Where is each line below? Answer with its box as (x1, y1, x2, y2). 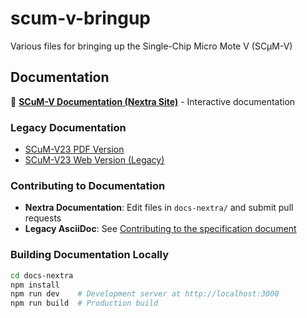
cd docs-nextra (10, 270, 74, 281)
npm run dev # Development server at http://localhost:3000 (10, 289, 280, 299)
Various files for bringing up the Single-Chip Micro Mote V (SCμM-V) (10, 40, 293, 52)
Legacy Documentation (10, 120, 127, 134)
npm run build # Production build (10, 298, 159, 309)
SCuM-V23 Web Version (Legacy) (24, 154, 165, 166)
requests (24, 212, 62, 224)
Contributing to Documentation (10, 178, 166, 192)
